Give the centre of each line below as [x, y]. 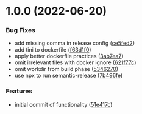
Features [19, 91]
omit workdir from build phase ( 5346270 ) [66, 69]
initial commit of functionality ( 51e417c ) [63, 104]
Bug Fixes [21, 30]
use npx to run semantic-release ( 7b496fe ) [69, 75]
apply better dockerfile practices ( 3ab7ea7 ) [69, 56]
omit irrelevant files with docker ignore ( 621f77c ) [75, 62]
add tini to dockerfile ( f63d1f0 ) [53, 50]
